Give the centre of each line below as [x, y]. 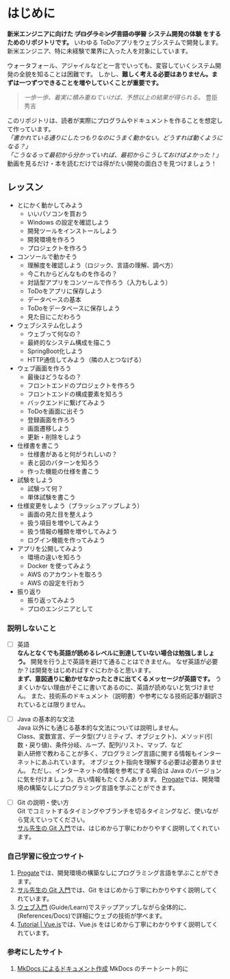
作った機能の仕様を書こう [63, 471]
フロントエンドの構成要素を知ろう [75, 394]
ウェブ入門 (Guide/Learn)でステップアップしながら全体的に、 [103, 907]
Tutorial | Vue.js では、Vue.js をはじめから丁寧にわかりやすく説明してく [117, 924]
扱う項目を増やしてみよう [63, 523]
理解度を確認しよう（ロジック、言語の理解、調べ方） [102, 265]
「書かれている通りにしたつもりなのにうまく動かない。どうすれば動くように [115, 137]
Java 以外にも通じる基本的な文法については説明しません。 [99, 728]
